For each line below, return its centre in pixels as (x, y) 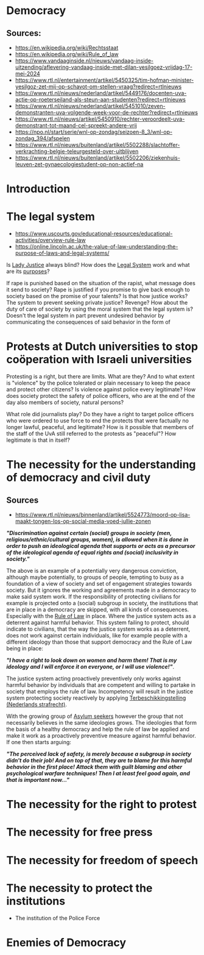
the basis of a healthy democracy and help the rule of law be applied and (98, 730)
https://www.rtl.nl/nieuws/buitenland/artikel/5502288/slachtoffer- (97, 145)
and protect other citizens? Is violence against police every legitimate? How (101, 389)
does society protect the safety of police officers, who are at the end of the (101, 396)
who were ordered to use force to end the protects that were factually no (97, 421)
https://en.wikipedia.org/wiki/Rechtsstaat (67, 48)
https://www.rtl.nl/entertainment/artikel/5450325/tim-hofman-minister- (104, 80)
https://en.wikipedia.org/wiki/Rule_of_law (67, 54)
